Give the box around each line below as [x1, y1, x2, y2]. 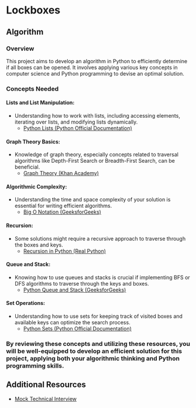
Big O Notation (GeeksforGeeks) [23, 208, 101, 215]
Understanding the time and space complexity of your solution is [14, 196, 171, 203]
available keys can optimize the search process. [14, 319, 130, 326]
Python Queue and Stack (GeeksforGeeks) [23, 286, 126, 293]
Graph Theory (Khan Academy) [23, 170, 99, 177]
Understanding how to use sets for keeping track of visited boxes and [14, 313, 183, 320]
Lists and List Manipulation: [6, 99, 75, 106]
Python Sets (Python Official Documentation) [23, 325, 132, 332]
